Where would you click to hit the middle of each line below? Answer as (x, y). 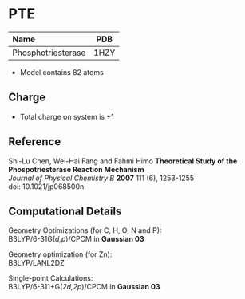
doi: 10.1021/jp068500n (46, 186)
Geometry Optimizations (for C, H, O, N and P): (85, 230)
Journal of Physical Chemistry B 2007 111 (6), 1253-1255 (101, 178)
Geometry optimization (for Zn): (60, 254)
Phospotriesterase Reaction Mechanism (76, 169)
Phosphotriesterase (49, 53)
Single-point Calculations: (51, 278)
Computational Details (65, 211)
